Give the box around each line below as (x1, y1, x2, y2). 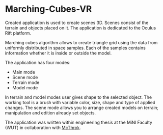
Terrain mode (12, 80, 40, 85)
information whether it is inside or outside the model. (5, 50, 112, 56)
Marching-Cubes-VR (5, 3, 92, 15)
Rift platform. (5, 30, 31, 36)
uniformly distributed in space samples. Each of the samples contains (5, 45, 146, 51)
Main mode (12, 69, 35, 75)
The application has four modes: (5, 59, 71, 65)
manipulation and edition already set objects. (5, 109, 96, 116)
